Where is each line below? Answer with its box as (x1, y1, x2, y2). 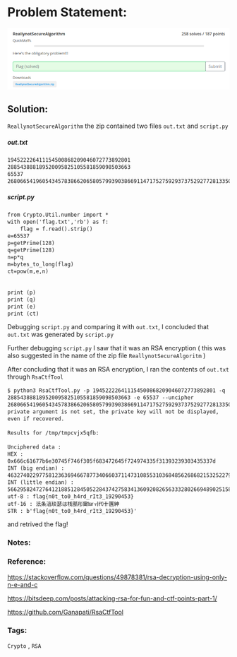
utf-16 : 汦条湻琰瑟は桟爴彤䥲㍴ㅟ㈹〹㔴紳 (7, 501, 120, 508)
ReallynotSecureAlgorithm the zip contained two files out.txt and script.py (7, 122, 229, 131)
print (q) (7, 296, 37, 304)
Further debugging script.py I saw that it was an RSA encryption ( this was (7, 344, 226, 353)
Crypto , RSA (7, 641, 42, 650)
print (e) (7, 303, 37, 311)
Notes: (7, 538, 31, 547)
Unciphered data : (7, 444, 61, 451)
